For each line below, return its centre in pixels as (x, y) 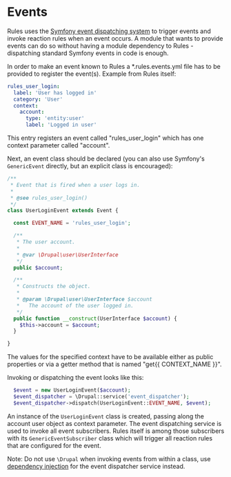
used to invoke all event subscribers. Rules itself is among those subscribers (116, 431)
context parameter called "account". (59, 145)
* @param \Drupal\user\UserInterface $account (84, 300)
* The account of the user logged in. (75, 305)
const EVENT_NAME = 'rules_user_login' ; (72, 223)
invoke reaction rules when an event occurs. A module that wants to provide (115, 38)
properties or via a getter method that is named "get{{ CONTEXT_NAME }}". (114, 364)
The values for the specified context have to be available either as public (110, 357)
